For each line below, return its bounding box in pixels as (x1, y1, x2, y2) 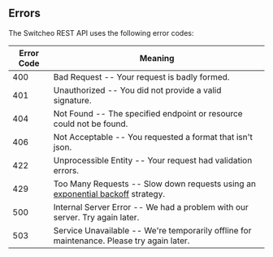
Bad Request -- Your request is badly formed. (53, 71, 230, 82)
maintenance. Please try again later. (53, 235, 190, 246)
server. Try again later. (53, 211, 140, 223)
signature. (53, 94, 92, 106)
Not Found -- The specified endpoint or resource (53, 107, 243, 119)
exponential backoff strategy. (53, 188, 165, 199)
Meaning (139, 52, 175, 63)
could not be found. (53, 118, 128, 129)
